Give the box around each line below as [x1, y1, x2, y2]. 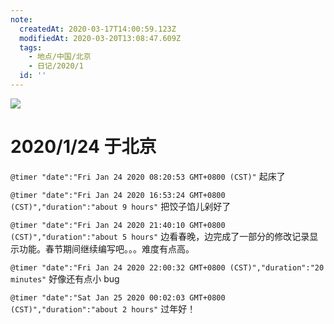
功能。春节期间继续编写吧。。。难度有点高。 [18, 242, 195, 255]
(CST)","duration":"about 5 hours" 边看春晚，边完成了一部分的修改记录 [10, 230, 310, 242]
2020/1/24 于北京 [10, 136, 157, 158]
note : [10, 14, 33, 25]
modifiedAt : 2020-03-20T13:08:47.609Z [19, 33, 182, 43]
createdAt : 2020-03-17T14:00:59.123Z [19, 24, 177, 34]
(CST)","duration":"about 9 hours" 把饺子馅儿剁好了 [10, 200, 232, 212]
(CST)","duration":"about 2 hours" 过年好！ [10, 302, 197, 315]
